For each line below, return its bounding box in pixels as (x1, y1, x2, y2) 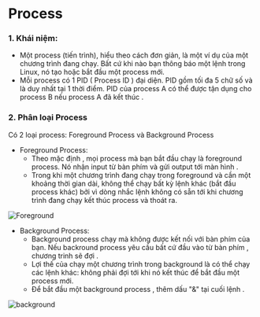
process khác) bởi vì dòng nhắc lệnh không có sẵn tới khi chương (31, 186, 243, 197)
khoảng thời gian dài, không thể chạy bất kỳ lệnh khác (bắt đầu (31, 179, 236, 188)
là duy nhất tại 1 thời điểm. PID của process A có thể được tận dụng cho (19, 84, 252, 94)
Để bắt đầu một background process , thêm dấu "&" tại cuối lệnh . (31, 284, 245, 293)
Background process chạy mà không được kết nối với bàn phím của (31, 234, 251, 244)
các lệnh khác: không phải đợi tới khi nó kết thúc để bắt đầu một (31, 267, 240, 277)
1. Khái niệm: (8, 33, 58, 44)
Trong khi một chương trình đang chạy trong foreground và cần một (31, 170, 251, 179)
